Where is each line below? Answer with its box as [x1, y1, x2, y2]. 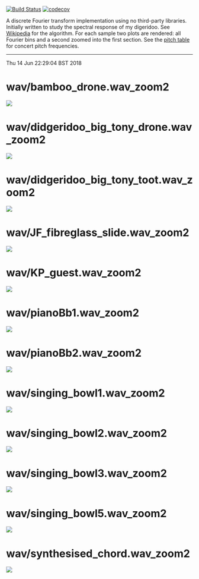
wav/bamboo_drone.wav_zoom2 [6, 80, 170, 94]
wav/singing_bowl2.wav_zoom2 [6, 426, 168, 440]
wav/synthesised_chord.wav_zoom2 [6, 547, 191, 560]
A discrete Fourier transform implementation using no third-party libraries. [6, 17, 187, 24]
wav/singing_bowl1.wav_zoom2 [6, 386, 165, 399]
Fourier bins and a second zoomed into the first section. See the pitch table [6, 36, 190, 43]
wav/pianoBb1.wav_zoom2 [6, 306, 139, 319]
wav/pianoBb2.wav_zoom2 [6, 346, 142, 360]
